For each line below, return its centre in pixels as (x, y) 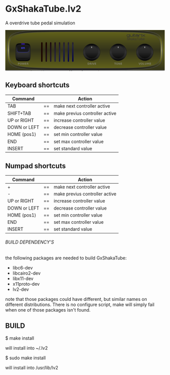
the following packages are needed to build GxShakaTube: (66, 258)
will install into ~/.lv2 (27, 348)
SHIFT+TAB (19, 113)
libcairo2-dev (27, 273)
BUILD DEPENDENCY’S (30, 242)
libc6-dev (23, 268)
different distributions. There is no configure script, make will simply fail (80, 304)
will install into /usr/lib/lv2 (32, 367)
